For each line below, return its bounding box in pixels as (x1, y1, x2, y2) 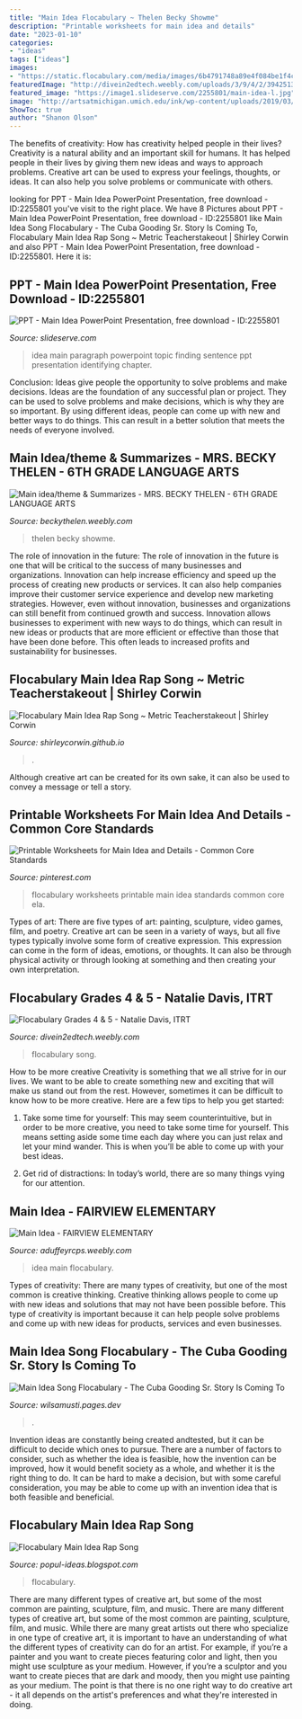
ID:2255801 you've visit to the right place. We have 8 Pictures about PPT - (9, 203, 284, 214)
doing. (9, 1698, 33, 1709)
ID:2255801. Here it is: (9, 251, 92, 262)
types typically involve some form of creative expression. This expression (9, 936, 282, 947)
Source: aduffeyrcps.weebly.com (9, 1245, 132, 1255)
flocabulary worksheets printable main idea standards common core (31, 889, 285, 900)
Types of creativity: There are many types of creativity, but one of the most (9, 1280, 288, 1290)
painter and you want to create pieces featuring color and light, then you (9, 1651, 278, 1661)
